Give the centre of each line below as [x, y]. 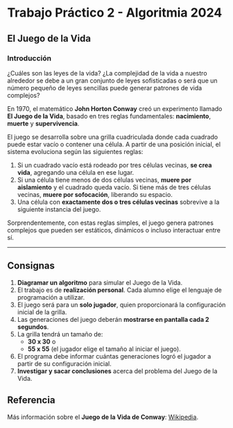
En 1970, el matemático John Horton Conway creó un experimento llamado [115, 108]
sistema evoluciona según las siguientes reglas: [75, 151]
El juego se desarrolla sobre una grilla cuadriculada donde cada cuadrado [113, 137]
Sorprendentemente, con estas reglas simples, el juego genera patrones [110, 223]
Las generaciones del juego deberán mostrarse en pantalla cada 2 [113, 319]
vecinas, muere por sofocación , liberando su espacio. [95, 194]
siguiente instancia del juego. [59, 209]
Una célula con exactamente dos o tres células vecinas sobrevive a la [118, 202]
